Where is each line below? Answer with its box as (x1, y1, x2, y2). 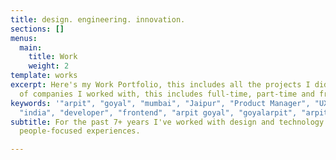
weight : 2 (28, 61, 70, 71)
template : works (10, 71, 78, 81)
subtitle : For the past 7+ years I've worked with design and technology (10, 117, 325, 127)
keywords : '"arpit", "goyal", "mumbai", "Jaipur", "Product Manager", (10, 98, 311, 108)
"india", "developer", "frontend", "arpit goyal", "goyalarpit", (19, 107, 298, 118)
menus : (10, 33, 38, 43)
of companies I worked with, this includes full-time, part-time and (19, 89, 315, 99)
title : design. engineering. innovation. (10, 14, 186, 25)
